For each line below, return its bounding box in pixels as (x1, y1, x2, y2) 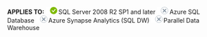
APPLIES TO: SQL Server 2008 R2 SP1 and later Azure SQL (7, 8, 200, 16)
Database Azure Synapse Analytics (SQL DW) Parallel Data (7, 16, 200, 24)
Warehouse (7, 24, 40, 32)
